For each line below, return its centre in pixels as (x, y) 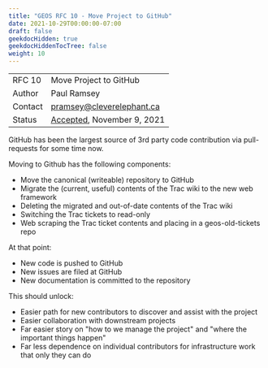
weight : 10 (27, 54)
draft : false (30, 31)
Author (26, 93)
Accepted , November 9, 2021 (108, 120)
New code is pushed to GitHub (71, 263)
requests (23, 148)
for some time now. (71, 148)
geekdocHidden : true (43, 39)
